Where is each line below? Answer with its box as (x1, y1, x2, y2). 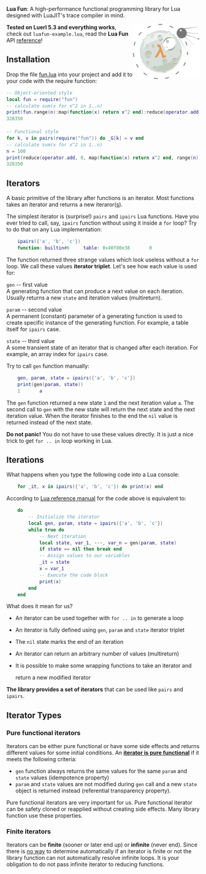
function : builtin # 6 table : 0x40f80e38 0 (17, 245, 152, 251)
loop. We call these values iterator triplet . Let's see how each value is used (6, 262, 197, 269)
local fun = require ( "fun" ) (6, 96, 78, 102)
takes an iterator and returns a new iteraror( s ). (6, 201, 123, 208)
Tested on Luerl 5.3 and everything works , (6, 24, 116, 31)
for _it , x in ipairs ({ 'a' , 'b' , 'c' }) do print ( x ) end (17, 484, 164, 490)
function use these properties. (6, 812, 83, 819)
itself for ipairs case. (6, 325, 61, 333)
